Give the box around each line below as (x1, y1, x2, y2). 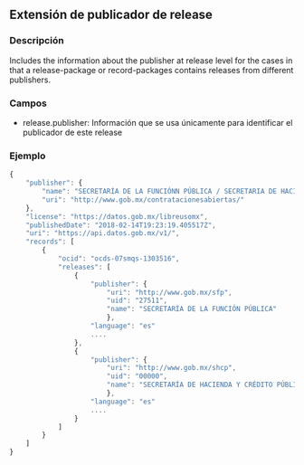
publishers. (9, 74, 52, 85)
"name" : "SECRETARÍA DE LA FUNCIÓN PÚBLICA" (106, 305, 278, 314)
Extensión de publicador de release (9, 7, 213, 23)
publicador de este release (22, 127, 123, 138)
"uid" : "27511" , (106, 296, 168, 306)
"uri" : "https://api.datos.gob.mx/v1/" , (25, 229, 180, 238)
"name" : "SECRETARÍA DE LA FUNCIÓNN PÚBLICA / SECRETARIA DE (42, 187, 278, 196)
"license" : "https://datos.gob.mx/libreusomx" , (25, 212, 208, 221)
